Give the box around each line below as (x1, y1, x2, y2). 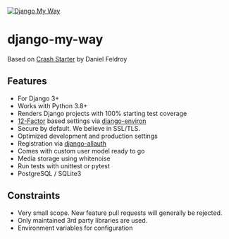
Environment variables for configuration (17, 223, 133, 232)
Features (7, 75, 47, 88)
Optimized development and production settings (17, 132, 159, 140)
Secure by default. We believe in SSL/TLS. (17, 124, 141, 132)
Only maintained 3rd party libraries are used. (17, 216, 148, 224)
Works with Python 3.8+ (17, 101, 88, 110)
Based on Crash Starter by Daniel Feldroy (7, 54, 128, 63)
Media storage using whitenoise (17, 154, 111, 163)
